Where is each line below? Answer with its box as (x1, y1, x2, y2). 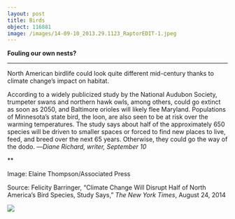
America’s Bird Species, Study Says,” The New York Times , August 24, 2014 (7, 191, 226, 199)
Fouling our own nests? (7, 49, 77, 58)
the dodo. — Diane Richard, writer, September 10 (7, 142, 147, 151)
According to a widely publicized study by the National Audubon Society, (7, 91, 218, 99)
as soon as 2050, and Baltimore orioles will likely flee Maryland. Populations (7, 105, 226, 114)
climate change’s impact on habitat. (7, 77, 110, 85)
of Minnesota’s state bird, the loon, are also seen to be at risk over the (7, 113, 208, 121)
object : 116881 (7, 23, 52, 30)
